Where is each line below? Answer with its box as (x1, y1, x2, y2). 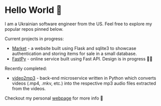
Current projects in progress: (4, 36, 64, 42)
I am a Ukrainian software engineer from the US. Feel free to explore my (4, 21, 153, 27)
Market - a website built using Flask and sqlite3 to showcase (11, 45, 137, 51)
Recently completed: (4, 65, 47, 71)
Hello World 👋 (4, 4, 62, 16)
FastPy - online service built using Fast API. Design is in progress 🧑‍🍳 (11, 55, 153, 61)
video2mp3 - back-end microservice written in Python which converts (11, 75, 157, 81)
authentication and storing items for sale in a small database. (11, 51, 137, 56)
